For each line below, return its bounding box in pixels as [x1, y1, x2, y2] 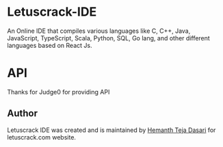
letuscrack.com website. [7, 133, 77, 141]
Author [7, 107, 38, 120]
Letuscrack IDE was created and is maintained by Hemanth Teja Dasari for [7, 126, 216, 134]
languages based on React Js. [7, 41, 92, 49]
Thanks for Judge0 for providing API [7, 88, 110, 96]
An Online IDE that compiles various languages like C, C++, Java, [7, 27, 191, 35]
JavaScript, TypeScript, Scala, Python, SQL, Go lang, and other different [7, 34, 210, 42]
